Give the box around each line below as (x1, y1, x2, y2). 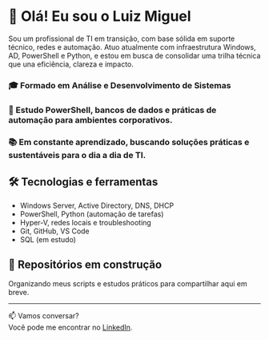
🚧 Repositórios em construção (8, 257, 163, 271)
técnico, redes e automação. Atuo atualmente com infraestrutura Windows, (8, 42, 256, 51)
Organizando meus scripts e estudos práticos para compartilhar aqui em (8, 279, 247, 289)
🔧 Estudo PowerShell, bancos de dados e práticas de (8, 104, 217, 115)
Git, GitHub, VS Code (19, 226, 90, 236)
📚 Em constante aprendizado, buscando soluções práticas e (8, 136, 250, 148)
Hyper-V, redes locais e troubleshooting (19, 217, 152, 227)
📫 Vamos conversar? (8, 311, 79, 321)
